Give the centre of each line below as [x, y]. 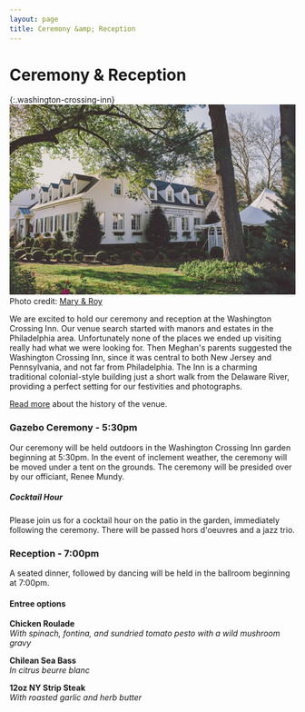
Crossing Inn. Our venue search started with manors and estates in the [142, 329]
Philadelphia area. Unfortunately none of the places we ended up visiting [145, 338]
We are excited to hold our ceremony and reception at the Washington [141, 319]
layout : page [34, 19]
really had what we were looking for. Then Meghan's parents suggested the [151, 348]
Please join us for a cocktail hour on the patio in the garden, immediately [144, 520]
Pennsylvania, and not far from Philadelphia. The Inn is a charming [133, 367]
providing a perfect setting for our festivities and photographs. [126, 387]
